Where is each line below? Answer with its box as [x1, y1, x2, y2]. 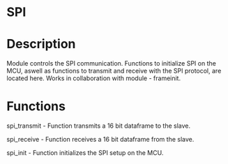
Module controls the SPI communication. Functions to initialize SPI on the [6, 59, 217, 68]
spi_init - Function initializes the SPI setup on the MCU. [6, 149, 164, 157]
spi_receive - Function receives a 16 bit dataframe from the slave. [6, 135, 195, 144]
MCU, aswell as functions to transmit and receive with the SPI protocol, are [6, 67, 222, 75]
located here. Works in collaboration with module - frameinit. [6, 74, 181, 82]
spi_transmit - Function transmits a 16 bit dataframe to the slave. [6, 121, 191, 130]
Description [6, 36, 76, 52]
